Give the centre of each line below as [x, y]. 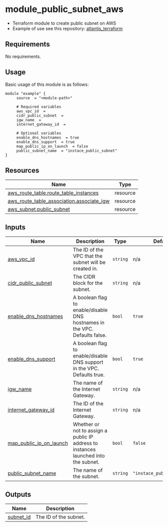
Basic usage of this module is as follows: [47, 84]
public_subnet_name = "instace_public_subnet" [67, 151]
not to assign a [90, 431]
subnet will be [89, 262]
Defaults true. [89, 375]
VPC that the [88, 256]
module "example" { [25, 93]
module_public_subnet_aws [64, 9]
